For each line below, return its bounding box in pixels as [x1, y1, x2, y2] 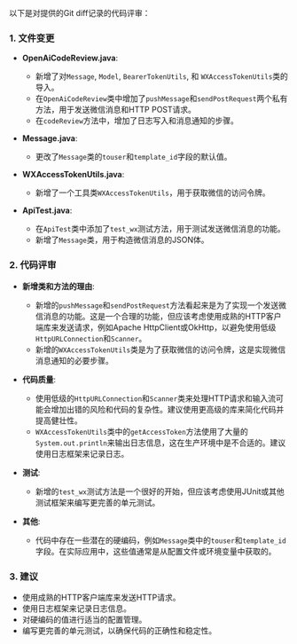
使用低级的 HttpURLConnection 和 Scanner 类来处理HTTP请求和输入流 [35, 393, 277, 404]
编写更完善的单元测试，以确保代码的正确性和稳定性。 [21, 624, 217, 636]
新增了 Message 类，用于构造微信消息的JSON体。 [35, 234, 209, 246]
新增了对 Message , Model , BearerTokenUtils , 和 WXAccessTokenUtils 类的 [35, 71, 288, 82]
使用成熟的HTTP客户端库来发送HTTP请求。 [21, 592, 181, 602]
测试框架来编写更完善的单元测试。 [35, 497, 160, 507]
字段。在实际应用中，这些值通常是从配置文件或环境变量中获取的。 [35, 546, 277, 556]
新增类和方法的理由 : [21, 280, 95, 291]
